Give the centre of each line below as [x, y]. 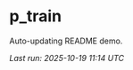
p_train [36, 16]
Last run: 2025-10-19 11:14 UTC [67, 58]
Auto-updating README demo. [66, 41]
